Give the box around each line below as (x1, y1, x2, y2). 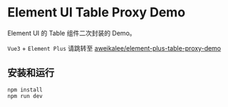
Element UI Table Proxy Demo (7, 4, 186, 21)
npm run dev (7, 92, 43, 100)
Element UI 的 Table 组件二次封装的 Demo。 (7, 29, 137, 37)
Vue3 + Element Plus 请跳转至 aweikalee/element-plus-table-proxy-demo (7, 44, 222, 52)
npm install (7, 86, 43, 93)
